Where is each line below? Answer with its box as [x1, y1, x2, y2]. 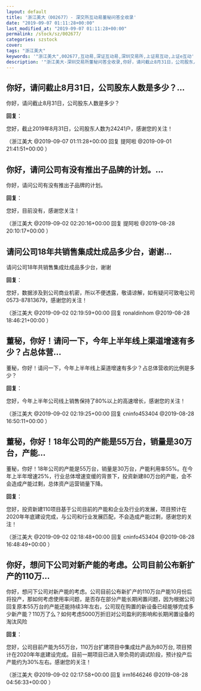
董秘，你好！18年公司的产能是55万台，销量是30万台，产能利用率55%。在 [6, 465, 188, 472]
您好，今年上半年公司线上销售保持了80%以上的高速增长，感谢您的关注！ [6, 397, 186, 405]
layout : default [6, 8, 47, 15]
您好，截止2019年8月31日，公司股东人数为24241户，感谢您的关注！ [6, 125, 173, 132]
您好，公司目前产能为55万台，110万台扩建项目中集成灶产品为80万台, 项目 [6, 644, 187, 651]
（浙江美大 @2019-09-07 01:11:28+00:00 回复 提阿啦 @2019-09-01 [6, 138, 172, 145]
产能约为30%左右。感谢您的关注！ [6, 659, 92, 666]
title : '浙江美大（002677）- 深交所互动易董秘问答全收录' [6, 14, 136, 20]
